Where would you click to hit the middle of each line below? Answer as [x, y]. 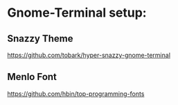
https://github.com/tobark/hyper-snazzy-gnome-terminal [89, 55]
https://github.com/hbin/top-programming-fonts [76, 94]
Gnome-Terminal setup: [77, 13]
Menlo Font [32, 77]
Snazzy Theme [40, 39]
